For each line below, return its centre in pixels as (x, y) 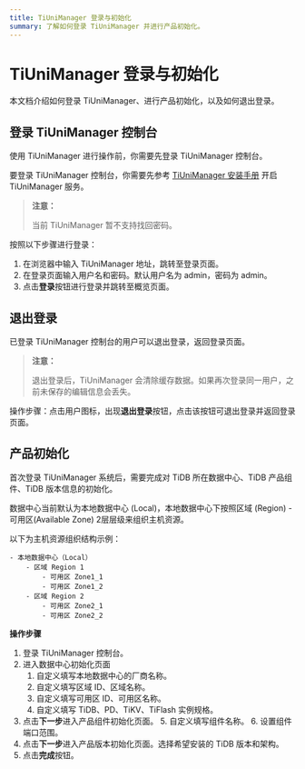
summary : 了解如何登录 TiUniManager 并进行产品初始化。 (107, 26)
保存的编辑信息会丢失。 (92, 392)
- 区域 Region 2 (55, 596)
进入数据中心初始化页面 (66, 664)
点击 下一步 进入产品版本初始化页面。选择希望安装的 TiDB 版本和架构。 (153, 744)
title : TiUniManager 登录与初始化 (70, 18)
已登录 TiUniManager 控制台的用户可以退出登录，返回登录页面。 (130, 342)
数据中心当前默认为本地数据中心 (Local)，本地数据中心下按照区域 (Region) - (151, 508)
